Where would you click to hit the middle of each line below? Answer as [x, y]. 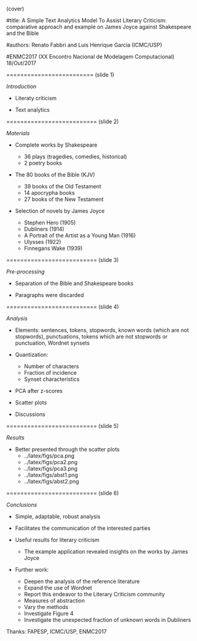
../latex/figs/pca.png [49, 456]
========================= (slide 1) [60, 75]
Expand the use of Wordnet [58, 588]
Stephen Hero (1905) [50, 222]
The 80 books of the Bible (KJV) [55, 175]
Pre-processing [26, 272]
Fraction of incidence [50, 373]
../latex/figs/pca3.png [51, 468]
